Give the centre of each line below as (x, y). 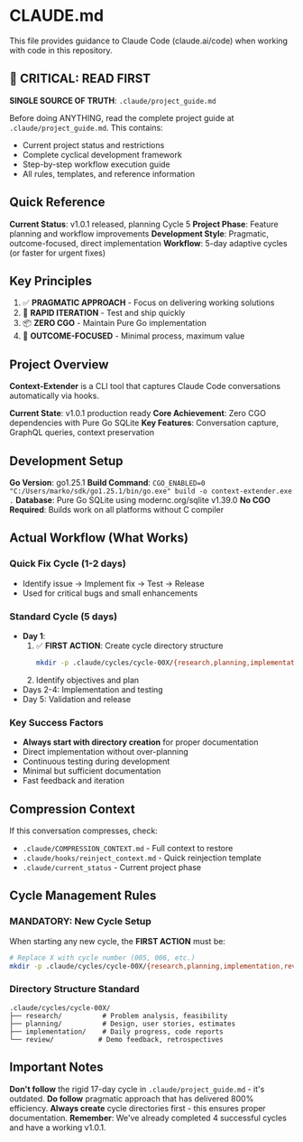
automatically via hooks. (54, 396)
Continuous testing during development (96, 761)
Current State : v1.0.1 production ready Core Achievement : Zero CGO (138, 413)
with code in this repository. (61, 50)
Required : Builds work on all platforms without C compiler (117, 510)
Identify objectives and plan (87, 680)
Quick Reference (57, 203)
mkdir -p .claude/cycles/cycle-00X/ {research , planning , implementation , (147, 966)
